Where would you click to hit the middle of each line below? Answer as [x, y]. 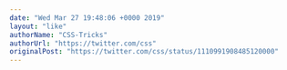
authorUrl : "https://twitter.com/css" [83, 43]
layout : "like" [38, 26]
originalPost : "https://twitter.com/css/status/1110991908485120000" [144, 52]
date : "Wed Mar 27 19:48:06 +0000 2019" [87, 18]
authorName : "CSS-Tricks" [58, 35]
